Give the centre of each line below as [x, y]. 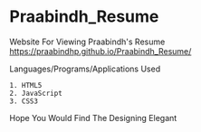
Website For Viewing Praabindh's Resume [87, 42]
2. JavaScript [36, 93]
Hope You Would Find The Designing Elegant [93, 118]
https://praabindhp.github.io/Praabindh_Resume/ [100, 51]
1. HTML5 [26, 85]
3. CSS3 [24, 101]
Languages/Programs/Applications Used [85, 69]
